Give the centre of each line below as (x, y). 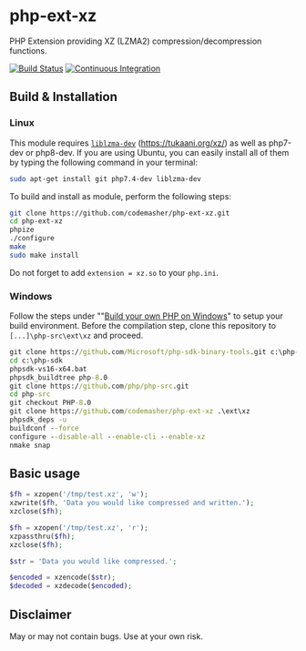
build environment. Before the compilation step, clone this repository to (143, 326)
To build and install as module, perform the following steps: (121, 196)
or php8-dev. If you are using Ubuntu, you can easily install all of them (158, 152)
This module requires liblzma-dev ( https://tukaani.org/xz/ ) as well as (138, 143)
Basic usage (45, 473)
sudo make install (44, 255)
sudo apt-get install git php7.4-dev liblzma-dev (106, 178)
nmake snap (30, 445)
